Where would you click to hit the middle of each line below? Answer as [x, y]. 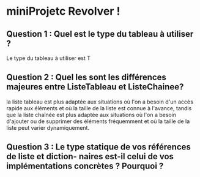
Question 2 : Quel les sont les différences [87, 77]
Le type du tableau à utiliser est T [48, 58]
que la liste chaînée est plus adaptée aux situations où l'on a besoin [91, 115]
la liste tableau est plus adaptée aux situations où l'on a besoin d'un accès [100, 102]
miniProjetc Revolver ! [63, 11]
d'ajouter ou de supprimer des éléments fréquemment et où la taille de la [98, 121]
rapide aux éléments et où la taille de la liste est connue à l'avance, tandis [99, 108]
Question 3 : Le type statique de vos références [99, 147]
